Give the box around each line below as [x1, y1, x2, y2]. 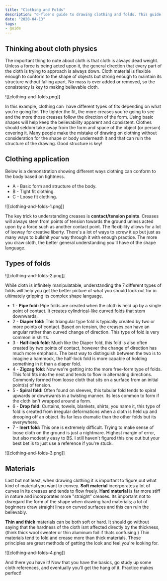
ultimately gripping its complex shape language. [5, 293, 103, 299]
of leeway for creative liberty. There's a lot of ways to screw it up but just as [5, 229, 161, 235]
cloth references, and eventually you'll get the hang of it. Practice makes [5, 565, 154, 571]
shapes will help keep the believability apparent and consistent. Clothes [5, 119, 152, 125]
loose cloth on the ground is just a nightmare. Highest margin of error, [12, 429, 156, 435]
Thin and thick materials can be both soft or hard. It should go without [5, 519, 149, 525]
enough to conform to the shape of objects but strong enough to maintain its [5, 73, 162, 79]
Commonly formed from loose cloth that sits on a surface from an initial [12, 377, 159, 383]
